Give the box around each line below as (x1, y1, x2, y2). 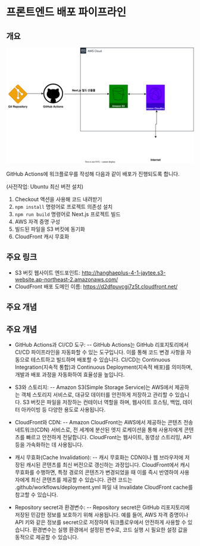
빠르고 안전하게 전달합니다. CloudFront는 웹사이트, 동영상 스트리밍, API (26, 434, 192, 441)
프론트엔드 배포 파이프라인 (6, 5, 127, 19)
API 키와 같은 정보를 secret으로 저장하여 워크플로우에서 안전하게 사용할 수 (14, 519, 186, 526)
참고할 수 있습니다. (14, 491, 58, 498)
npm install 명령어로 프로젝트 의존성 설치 (14, 203, 113, 211)
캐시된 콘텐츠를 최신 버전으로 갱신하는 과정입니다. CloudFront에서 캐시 (26, 461, 190, 468)
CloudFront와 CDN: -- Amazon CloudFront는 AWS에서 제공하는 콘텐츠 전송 (14, 419, 193, 426)
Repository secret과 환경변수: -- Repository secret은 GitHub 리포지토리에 (14, 504, 190, 511)
